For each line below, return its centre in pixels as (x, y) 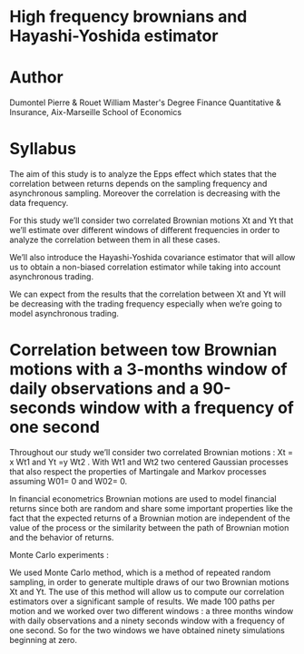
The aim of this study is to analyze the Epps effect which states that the (143, 174)
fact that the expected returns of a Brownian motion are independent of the (150, 518)
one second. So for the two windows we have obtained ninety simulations (147, 630)
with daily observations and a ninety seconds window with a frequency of (147, 620)
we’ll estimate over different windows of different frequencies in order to (145, 230)
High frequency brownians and (128, 17)
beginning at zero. (43, 640)
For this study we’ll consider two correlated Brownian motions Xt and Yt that (152, 220)
